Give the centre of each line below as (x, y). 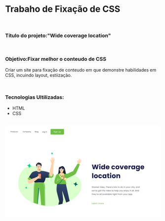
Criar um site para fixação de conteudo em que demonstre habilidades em (81, 70)
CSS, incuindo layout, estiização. (39, 75)
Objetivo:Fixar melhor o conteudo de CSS (56, 59)
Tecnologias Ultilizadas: (35, 97)
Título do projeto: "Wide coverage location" (58, 36)
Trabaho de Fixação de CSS (63, 9)
